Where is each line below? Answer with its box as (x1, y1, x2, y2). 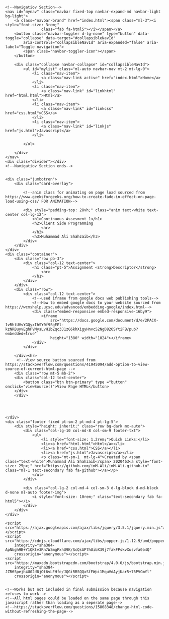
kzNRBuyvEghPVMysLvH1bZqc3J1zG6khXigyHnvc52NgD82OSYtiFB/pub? (5, 327, 138, 332)
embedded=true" (5, 331, 37, 336)
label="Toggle (5, 44, 35, 49)
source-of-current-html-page (5, 366, 66, 372)
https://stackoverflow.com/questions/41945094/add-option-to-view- (5, 362, 150, 367)
